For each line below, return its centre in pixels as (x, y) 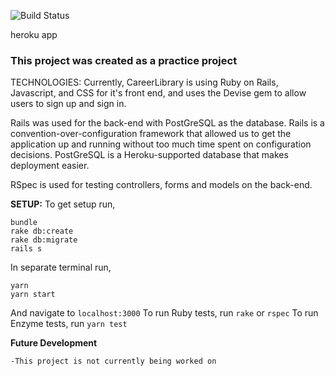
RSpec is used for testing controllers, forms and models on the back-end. (161, 185)
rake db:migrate (44, 240)
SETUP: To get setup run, (63, 204)
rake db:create (42, 231)
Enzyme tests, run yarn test (69, 324)
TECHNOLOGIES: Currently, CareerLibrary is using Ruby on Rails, (144, 82)
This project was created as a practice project (124, 60)
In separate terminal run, (61, 267)
